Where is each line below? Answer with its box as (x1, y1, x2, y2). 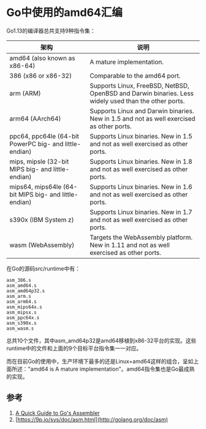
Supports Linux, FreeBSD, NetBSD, (90, 81, 190, 89)
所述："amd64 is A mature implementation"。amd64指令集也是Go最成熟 (11, 365, 195, 373)
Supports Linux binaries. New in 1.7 (90, 208, 193, 216)
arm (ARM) (9, 89, 41, 97)
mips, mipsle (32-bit (9, 157, 69, 165)
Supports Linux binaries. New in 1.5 (90, 132, 193, 140)
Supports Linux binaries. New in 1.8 (90, 157, 193, 165)
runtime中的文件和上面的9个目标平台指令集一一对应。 (6, 344, 142, 352)
